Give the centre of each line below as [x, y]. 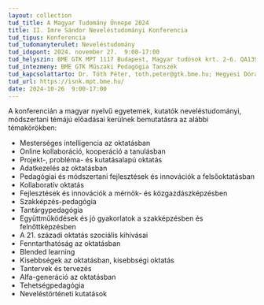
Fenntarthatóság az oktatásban [70, 244]
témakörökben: [33, 128]
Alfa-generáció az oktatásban [68, 277]
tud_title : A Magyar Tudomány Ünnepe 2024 [79, 23]
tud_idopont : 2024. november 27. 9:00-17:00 [84, 52]
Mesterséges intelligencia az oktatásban [85, 143]
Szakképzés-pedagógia [58, 202]
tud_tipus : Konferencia [47, 37]
